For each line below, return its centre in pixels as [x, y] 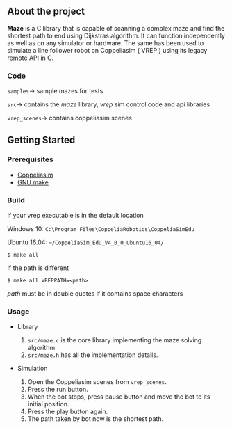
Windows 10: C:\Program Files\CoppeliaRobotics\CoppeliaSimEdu [101, 229]
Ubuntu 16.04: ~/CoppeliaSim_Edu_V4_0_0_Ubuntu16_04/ [86, 242]
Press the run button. [58, 390]
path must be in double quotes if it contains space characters [95, 294]
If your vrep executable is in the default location [75, 216]
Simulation [32, 369]
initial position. [48, 404]
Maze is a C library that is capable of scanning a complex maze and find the [116, 28]
